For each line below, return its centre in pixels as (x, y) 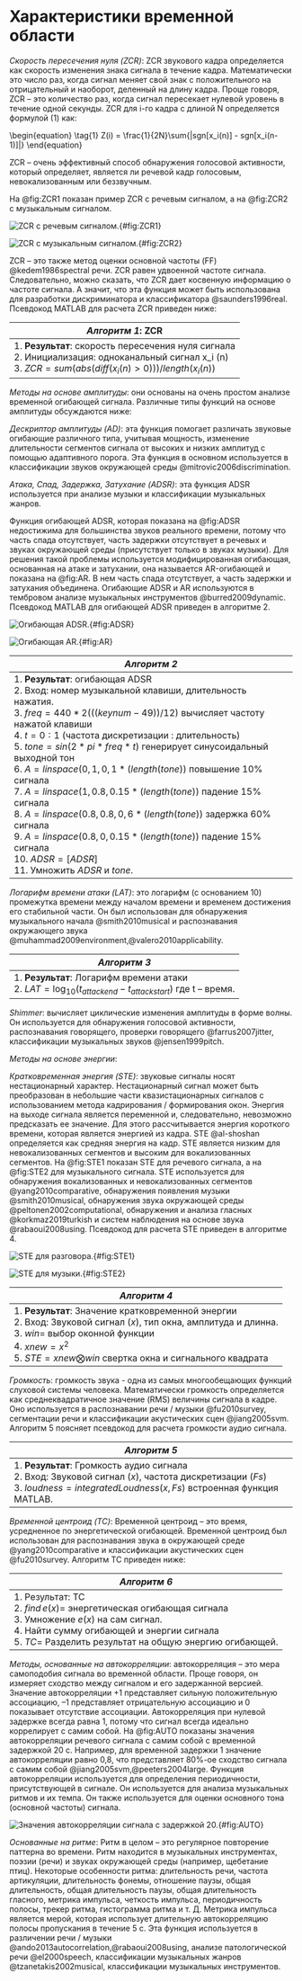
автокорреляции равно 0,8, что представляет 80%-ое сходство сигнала (148, 1759)
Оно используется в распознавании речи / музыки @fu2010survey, (138, 1408)
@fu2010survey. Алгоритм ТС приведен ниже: (98, 1559)
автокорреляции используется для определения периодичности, (135, 1779)
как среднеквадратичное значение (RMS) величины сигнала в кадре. (143, 1399)
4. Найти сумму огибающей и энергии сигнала (117, 1630)
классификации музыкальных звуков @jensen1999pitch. (117, 1041)
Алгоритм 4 (147, 1296)
